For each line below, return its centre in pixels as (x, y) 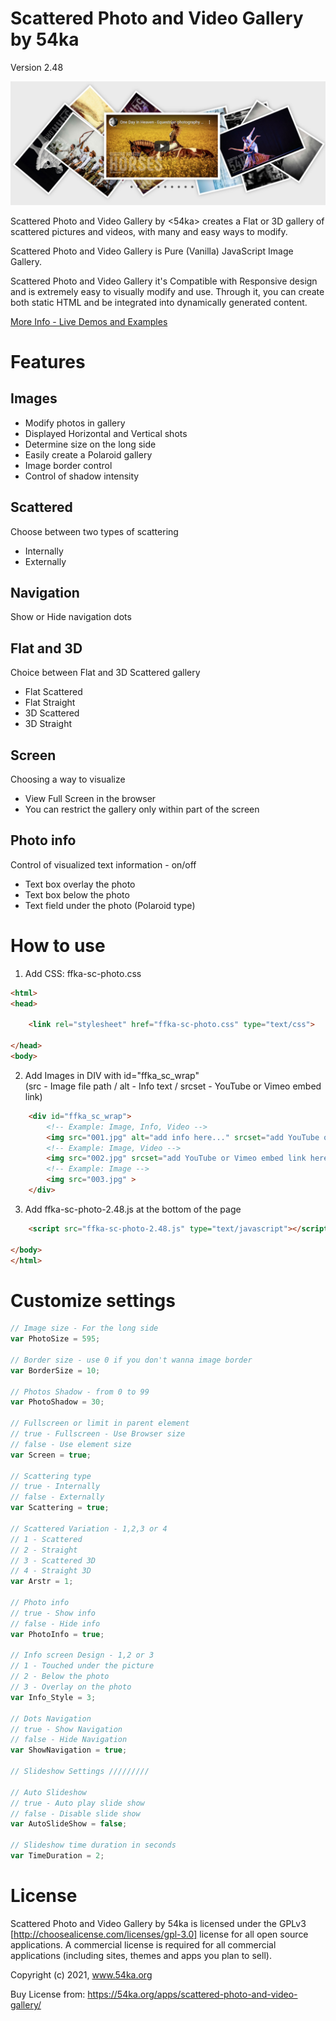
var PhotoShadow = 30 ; (57, 1402)
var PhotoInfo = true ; (57, 1634)
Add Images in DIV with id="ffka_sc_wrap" (112, 1075)
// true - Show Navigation (66, 1729)
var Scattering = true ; (60, 1508)
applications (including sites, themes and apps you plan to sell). (141, 1955)
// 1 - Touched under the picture (82, 1666)
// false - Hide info (55, 1623)
